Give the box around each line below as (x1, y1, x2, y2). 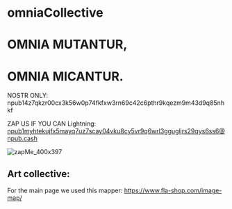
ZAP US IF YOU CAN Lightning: (7, 119, 97, 128)
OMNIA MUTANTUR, (7, 37, 128, 53)
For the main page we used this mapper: (7, 186, 123, 195)
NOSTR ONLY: (7, 92, 49, 100)
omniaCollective (7, 5, 104, 21)
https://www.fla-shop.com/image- (124, 186, 222, 195)
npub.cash (7, 134, 38, 143)
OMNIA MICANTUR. (7, 68, 124, 84)
